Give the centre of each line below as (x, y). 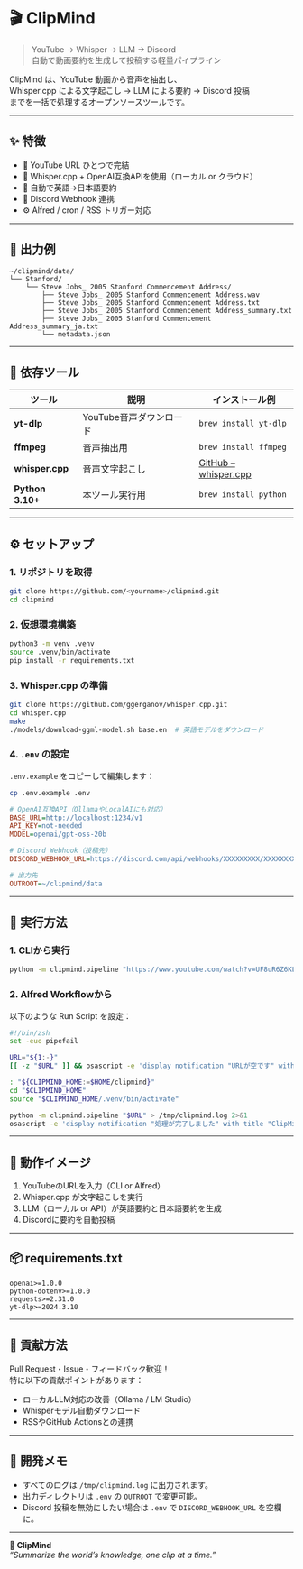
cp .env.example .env (50, 793)
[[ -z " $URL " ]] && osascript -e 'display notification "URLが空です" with (152, 1066)
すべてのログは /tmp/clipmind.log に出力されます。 (118, 1484)
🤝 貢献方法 (38, 1345)
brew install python (242, 495)
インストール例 (244, 400)
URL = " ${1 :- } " (34, 1058)
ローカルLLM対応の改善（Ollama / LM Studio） (109, 1399)
